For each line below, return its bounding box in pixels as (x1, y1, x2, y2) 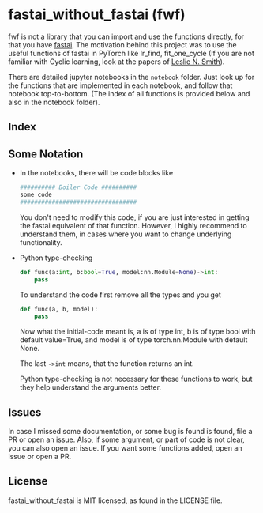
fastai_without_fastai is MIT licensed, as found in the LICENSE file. (8, 496, 223, 505)
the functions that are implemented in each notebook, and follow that (8, 81, 233, 90)
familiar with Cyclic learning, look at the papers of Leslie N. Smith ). (8, 57, 225, 66)
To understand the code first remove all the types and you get (19, 290, 221, 300)
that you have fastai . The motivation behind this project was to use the (8, 40, 237, 49)
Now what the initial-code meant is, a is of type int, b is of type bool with (19, 326, 256, 337)
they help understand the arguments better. (19, 383, 162, 392)
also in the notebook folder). (8, 97, 100, 107)
